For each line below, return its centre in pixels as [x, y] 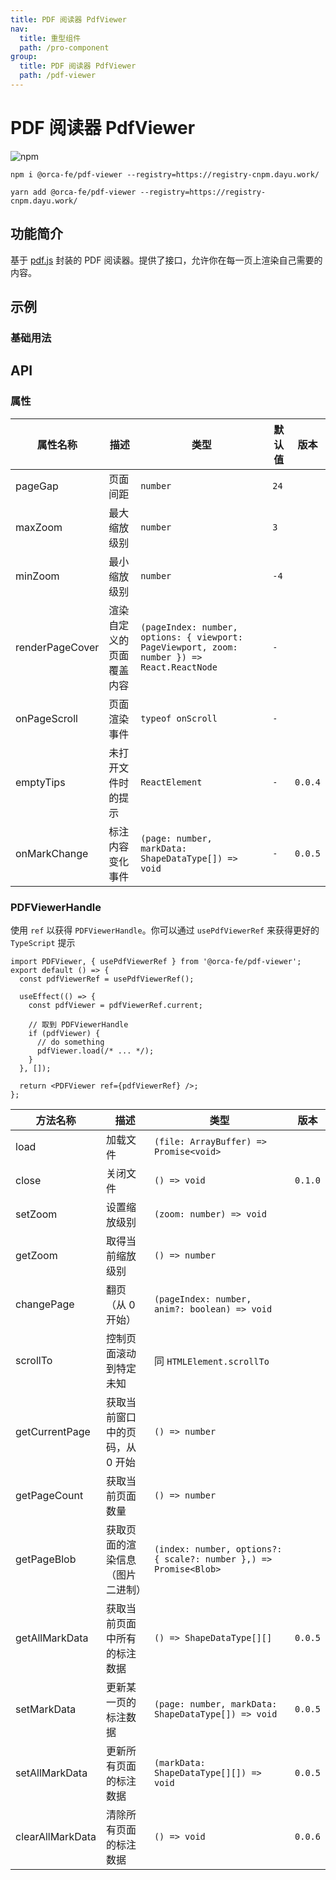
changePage [45, 1304]
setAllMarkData [51, 1773]
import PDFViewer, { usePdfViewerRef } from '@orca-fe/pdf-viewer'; [156, 961]
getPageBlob [46, 1559]
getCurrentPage [53, 1431]
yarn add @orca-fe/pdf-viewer [73, 192]
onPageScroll [46, 718]
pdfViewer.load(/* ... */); [95, 1051]
